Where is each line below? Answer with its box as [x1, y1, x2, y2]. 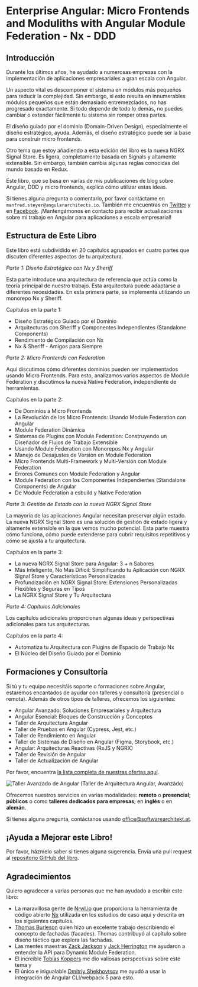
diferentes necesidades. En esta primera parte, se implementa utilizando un [6, 288, 190, 295]
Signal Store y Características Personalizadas [14, 572, 126, 580]
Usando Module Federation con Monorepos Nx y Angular [14, 445, 154, 452]
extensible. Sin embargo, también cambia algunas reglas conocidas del [6, 160, 180, 166]
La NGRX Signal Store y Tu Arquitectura [14, 591, 111, 598]
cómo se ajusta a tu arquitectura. [6, 537, 87, 544]
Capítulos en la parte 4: [6, 632, 63, 639]
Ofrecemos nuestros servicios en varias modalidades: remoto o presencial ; [6, 791, 191, 798]
